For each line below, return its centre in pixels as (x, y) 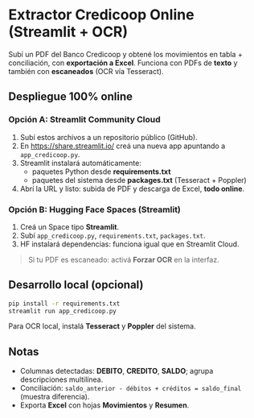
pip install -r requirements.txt (64, 304)
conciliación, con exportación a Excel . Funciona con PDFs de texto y (123, 63)
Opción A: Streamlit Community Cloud (84, 120)
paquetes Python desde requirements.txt (101, 172)
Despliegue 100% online (70, 97)
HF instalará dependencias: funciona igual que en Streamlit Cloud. (129, 244)
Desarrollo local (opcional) (76, 285)
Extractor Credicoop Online (101, 15)
